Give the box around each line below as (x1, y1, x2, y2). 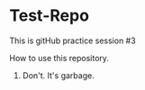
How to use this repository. (9, 52, 110, 63)
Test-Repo (9, 5, 90, 26)
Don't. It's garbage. (22, 69, 95, 81)
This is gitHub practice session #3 (9, 35, 137, 46)
